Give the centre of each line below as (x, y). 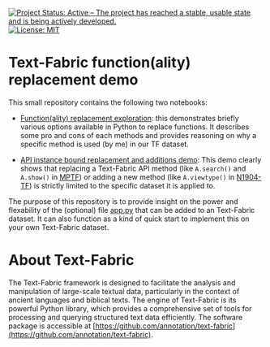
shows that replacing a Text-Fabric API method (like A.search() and (133, 168)
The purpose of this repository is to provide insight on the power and (123, 201)
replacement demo (73, 80)
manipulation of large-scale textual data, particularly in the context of (124, 291)
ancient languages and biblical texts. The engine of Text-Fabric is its (122, 300)
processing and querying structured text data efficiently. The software (126, 317)
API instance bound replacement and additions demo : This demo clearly (141, 159)
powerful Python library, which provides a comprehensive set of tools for (130, 308)
